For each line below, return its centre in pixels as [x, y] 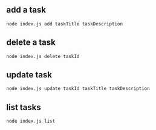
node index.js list [31, 121]
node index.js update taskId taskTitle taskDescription [78, 89]
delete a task [31, 43]
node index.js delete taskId [43, 56]
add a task [26, 10]
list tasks [24, 107]
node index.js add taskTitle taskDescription [64, 24]
